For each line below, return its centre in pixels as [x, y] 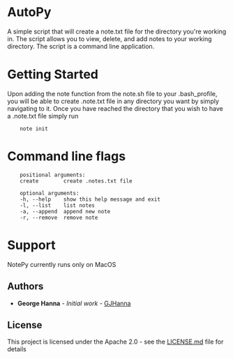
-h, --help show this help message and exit [90, 199]
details [17, 349]
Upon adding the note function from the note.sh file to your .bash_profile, [112, 93]
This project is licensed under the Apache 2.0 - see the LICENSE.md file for [115, 342]
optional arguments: [50, 193]
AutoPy [29, 12]
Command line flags [67, 156]
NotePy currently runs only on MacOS [62, 264]
